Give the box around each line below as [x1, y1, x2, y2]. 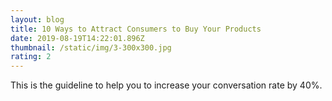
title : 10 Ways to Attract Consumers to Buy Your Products [10, 24, 262, 34]
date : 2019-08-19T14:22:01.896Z [10, 33, 145, 43]
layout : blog [10, 14, 65, 25]
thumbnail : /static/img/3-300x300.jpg [10, 42, 172, 53]
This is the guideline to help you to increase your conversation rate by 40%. [10, 79, 323, 91]
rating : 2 [10, 52, 52, 62]
